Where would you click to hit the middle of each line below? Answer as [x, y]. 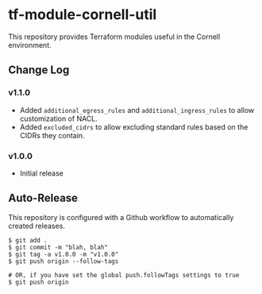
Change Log [39, 70]
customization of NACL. [58, 118]
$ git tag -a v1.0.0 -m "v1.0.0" [64, 254]
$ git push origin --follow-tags [64, 261]
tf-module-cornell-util [83, 15]
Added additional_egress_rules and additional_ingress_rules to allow [137, 110]
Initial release [41, 173]
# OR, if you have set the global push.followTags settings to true [124, 275]
